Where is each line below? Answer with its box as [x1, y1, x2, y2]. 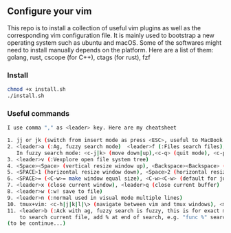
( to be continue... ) [7, 220, 67, 227]
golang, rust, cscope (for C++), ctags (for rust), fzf [7, 53, 151, 61]
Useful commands [7, 108, 70, 118]
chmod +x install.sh [7, 86, 67, 93]
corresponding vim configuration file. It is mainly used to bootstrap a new [7, 31, 215, 39]
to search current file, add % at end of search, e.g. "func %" [19, 214, 208, 221]
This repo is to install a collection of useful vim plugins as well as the [7, 23, 201, 32]
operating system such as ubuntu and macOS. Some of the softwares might [7, 38, 222, 47]
